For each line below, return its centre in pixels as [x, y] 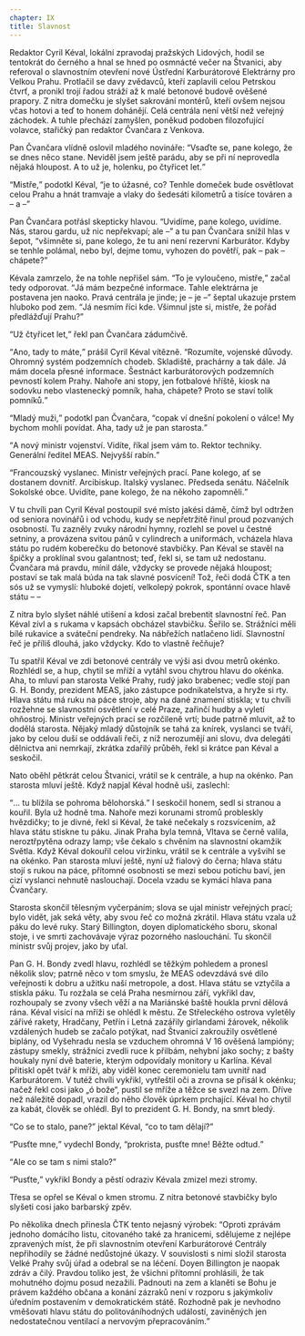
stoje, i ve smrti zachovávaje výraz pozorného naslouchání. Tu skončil [140, 936]
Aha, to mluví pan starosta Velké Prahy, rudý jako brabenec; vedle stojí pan [150, 680]
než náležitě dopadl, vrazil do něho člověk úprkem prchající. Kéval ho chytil [150, 1099]
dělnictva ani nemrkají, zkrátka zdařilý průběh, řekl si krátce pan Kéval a [144, 748]
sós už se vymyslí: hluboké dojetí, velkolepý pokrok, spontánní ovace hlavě [150, 586]
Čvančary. [29, 890]
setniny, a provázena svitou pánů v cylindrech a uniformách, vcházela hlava [151, 538]
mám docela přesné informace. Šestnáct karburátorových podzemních [142, 371]
